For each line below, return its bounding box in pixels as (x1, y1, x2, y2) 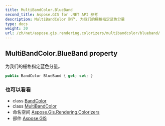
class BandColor (12, 97, 47, 103)
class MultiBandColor (12, 103, 57, 109)
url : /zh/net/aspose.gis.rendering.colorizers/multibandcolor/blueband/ (5, 31, 160, 36)
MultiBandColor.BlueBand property (5, 49, 118, 58)
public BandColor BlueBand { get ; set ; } (5, 73, 93, 78)
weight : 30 (5, 26, 28, 31)
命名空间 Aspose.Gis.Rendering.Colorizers (12, 109, 100, 115)
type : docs (5, 21, 28, 27)
